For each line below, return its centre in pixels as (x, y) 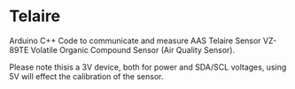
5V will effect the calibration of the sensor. (86, 76)
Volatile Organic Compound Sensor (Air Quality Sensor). (133, 49)
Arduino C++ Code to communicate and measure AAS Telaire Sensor (135, 41)
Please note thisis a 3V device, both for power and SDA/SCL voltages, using (148, 67)
